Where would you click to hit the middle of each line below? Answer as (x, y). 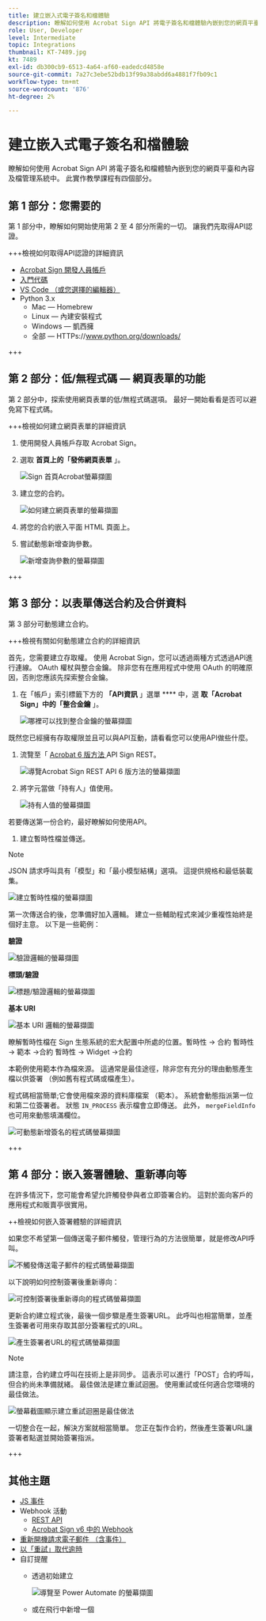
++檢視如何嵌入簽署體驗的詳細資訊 (65, 1222)
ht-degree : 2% (32, 97)
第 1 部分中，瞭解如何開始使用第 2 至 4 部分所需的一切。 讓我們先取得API (127, 226)
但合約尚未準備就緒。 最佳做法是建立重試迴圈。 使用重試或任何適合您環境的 (131, 1384)
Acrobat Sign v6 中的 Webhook (82, 1529)
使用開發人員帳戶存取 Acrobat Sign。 (80, 442)
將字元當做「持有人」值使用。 (68, 788)
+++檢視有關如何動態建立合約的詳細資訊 (74, 640)
